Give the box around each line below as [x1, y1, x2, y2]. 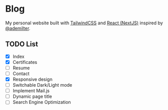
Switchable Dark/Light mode [12, 82, 73, 88]
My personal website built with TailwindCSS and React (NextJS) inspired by [5, 20, 163, 26]
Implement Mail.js [12, 88, 50, 94]
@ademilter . [5, 25, 30, 31]
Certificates [12, 59, 38, 65]
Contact [12, 70, 29, 77]
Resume [12, 64, 30, 71]
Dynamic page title [12, 93, 52, 99]
